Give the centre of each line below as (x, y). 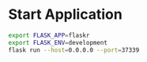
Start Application (65, 15)
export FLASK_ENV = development (58, 42)
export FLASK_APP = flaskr (49, 35)
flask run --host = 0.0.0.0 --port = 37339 (74, 50)
